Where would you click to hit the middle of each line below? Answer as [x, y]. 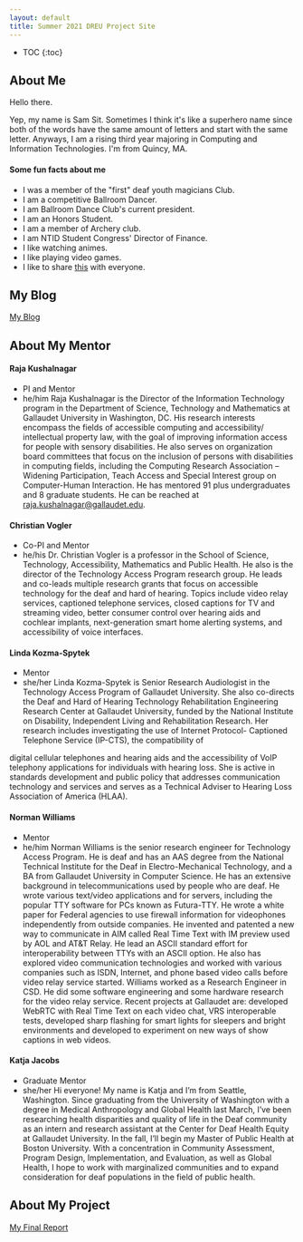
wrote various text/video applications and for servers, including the [147, 895]
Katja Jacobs [35, 1061]
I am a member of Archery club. [82, 228]
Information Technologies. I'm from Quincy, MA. [99, 149]
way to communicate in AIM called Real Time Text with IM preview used [156, 934]
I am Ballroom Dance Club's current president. [109, 209]
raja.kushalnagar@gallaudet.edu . [84, 504]
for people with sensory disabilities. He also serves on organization [147, 446]
